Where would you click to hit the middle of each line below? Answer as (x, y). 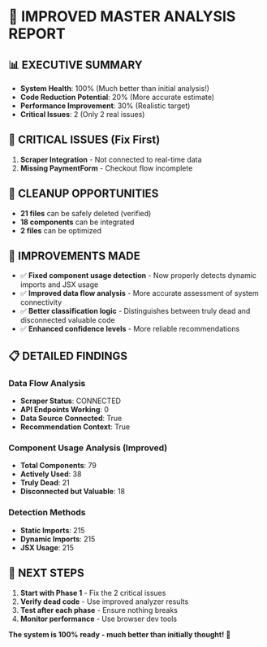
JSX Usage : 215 (47, 547)
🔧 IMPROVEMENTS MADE (74, 256)
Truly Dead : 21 (45, 483)
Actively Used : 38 (51, 474)
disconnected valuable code (67, 320)
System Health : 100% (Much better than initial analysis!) (114, 88)
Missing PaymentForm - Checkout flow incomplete (106, 168)
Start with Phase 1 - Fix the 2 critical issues (93, 593)
